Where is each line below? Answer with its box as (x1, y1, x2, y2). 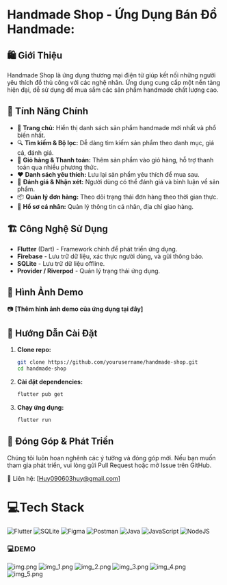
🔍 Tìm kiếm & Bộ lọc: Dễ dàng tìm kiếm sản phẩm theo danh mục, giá (16, 138, 214, 147)
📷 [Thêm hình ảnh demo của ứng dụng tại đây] (7, 305, 144, 313)
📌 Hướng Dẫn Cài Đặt (7, 327, 98, 339)
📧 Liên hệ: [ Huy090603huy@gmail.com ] (7, 474, 121, 482)
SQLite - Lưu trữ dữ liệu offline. (16, 259, 105, 267)
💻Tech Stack (7, 499, 85, 515)
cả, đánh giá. (16, 148, 54, 157)
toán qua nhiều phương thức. (16, 163, 99, 171)
